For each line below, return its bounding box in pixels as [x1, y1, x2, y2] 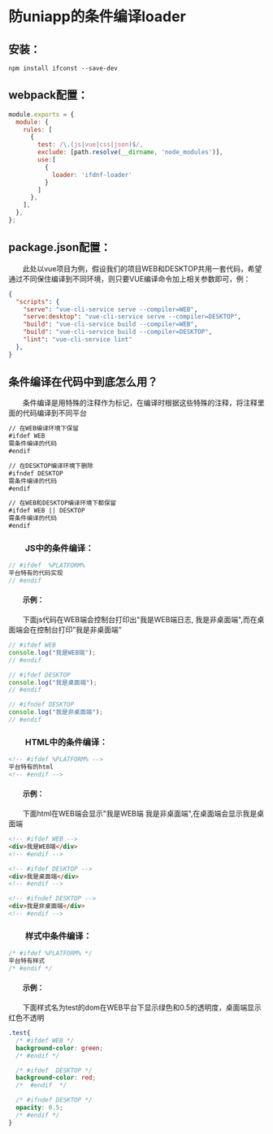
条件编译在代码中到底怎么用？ [8, 375, 158, 389]
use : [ [37, 156, 57, 164]
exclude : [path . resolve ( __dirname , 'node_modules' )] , [37, 148, 223, 157]
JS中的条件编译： [24, 542, 94, 553]
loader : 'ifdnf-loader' [51, 171, 132, 179]
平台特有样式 [8, 957, 45, 965]
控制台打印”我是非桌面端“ [36, 625, 122, 634]
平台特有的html [8, 763, 54, 772]
